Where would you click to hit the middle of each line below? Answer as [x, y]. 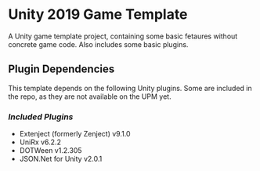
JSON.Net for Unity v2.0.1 [61, 159]
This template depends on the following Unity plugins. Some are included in [130, 88]
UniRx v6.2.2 [40, 142]
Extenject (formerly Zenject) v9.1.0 [75, 134]
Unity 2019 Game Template [98, 15]
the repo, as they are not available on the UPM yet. [90, 96]
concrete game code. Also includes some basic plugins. [98, 44]
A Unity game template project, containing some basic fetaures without [123, 36]
